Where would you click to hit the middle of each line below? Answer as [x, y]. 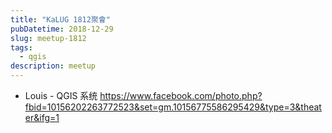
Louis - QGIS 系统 [61, 95]
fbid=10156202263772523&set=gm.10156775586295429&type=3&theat [173, 107]
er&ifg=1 [42, 117]
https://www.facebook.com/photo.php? [181, 95]
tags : [21, 47]
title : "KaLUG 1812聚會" [60, 19]
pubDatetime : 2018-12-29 [62, 29]
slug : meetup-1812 [48, 38]
